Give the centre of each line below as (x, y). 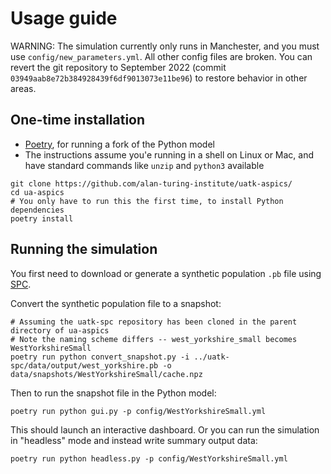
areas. (23, 88)
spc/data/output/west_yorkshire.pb (84, 365)
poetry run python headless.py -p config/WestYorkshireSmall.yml (149, 458)
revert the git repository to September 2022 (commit (118, 67)
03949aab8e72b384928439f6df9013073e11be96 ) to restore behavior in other (159, 78)
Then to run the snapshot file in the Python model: (113, 393)
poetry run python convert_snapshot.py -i (100, 357)
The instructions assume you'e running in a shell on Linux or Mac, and (169, 154)
